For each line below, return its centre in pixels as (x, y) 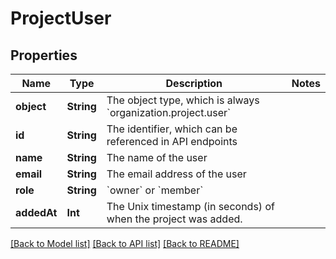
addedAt (36, 212)
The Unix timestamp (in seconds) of (190, 206)
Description (194, 83)
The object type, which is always (183, 100)
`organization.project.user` (169, 112)
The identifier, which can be (172, 129)
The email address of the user (176, 174)
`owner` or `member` (155, 190)
